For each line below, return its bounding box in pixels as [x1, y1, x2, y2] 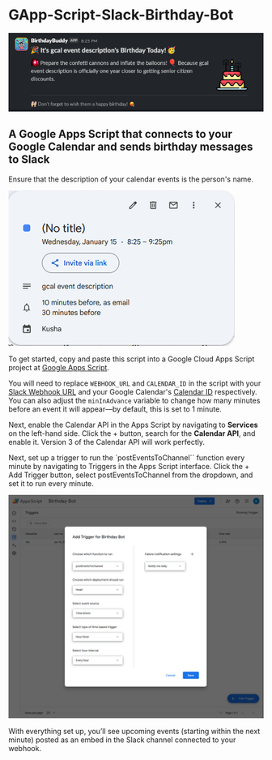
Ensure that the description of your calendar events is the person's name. [8, 174, 253, 184]
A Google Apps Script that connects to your [8, 127, 233, 141]
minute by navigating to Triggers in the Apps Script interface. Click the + [8, 461, 250, 471]
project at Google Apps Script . [8, 362, 109, 372]
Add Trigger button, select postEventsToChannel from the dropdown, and [8, 470, 253, 480]
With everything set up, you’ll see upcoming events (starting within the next [8, 726, 261, 736]
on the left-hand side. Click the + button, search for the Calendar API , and [8, 428, 256, 438]
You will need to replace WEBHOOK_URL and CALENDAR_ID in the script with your [8, 378, 261, 388]
